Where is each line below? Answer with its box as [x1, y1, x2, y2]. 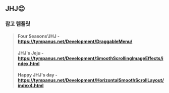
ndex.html [17, 60, 40, 66]
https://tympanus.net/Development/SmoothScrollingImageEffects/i [17, 55, 164, 61]
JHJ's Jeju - [17, 50, 44, 56]
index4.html [17, 82, 44, 88]
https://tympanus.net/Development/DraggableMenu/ [17, 38, 133, 44]
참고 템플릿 [5, 20, 31, 27]
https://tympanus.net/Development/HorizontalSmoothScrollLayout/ [17, 77, 164, 83]
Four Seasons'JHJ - [17, 33, 60, 39]
